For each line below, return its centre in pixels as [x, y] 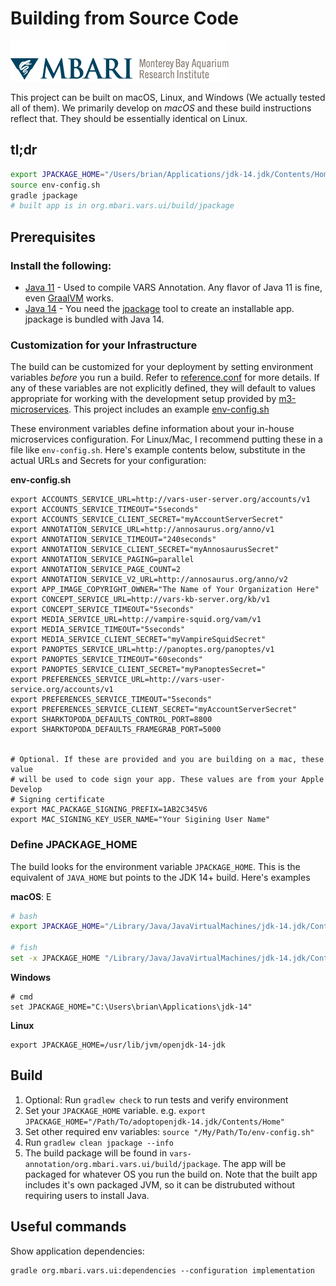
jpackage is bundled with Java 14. [94, 319]
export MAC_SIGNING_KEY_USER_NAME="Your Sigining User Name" [140, 820]
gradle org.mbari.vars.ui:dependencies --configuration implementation [162, 1270]
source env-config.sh [55, 185]
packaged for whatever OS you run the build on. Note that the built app [171, 1174]
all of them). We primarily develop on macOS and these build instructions [161, 108]
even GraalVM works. [69, 298]
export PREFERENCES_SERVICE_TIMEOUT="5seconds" [111, 700]
